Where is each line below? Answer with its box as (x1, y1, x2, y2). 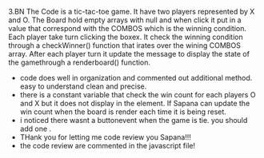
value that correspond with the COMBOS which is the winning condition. (8, 24, 246, 33)
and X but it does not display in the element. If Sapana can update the (19, 99, 250, 108)
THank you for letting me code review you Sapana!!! (19, 132, 192, 142)
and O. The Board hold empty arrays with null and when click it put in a (8, 15, 242, 25)
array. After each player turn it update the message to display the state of (8, 49, 250, 58)
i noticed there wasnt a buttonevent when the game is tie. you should (19, 116, 248, 124)
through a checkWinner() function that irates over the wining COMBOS (8, 41, 242, 50)
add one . (19, 124, 52, 133)
